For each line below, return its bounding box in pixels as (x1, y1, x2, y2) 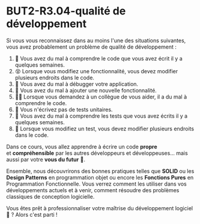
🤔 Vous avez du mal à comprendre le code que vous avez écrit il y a (14, 55, 183, 62)
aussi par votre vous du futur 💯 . (6, 156, 86, 163)
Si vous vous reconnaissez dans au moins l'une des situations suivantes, (6, 37, 186, 44)
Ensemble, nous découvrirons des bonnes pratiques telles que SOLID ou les (6, 167, 195, 175)
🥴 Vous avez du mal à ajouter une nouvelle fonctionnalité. (14, 86, 157, 94)
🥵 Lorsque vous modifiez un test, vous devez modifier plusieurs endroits (14, 125, 194, 132)
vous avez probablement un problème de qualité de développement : (6, 43, 177, 50)
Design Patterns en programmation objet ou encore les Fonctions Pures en (6, 174, 194, 181)
